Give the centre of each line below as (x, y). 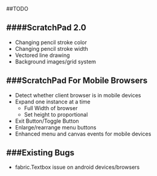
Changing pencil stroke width (52, 48)
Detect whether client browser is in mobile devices (78, 95)
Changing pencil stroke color (51, 42)
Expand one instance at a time (53, 102)
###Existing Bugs (40, 153)
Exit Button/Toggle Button (47, 121)
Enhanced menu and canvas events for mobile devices (83, 134)
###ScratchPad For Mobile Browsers (77, 81)
